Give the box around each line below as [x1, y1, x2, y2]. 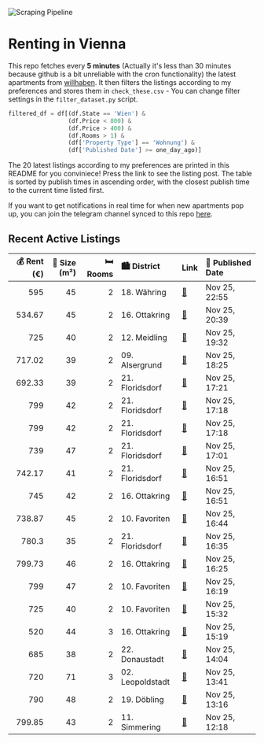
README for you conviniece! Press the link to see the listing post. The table [8, 169, 253, 179]
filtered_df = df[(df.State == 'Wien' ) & [8, 109, 146, 117]
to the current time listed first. [8, 186, 104, 195]
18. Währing [120, 287, 167, 298]
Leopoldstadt [120, 677, 170, 687]
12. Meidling [120, 332, 167, 342]
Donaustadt [120, 654, 164, 664]
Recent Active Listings [8, 232, 121, 246]
